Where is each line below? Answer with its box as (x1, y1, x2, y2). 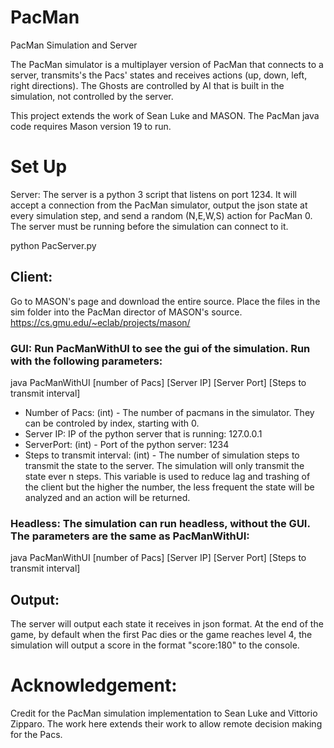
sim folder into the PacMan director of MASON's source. (10, 306, 243, 318)
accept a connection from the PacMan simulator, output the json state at (10, 199, 308, 211)
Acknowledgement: (10, 674, 178, 697)
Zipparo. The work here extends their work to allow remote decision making (10, 718, 323, 730)
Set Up (10, 156, 68, 178)
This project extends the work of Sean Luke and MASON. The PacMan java (10, 109, 320, 121)
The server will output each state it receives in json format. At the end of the (10, 618, 324, 630)
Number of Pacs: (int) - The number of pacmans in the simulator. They (24, 406, 315, 418)
